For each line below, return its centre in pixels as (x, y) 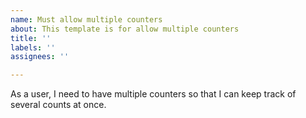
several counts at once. (58, 105)
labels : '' (33, 47)
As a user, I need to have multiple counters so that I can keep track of (153, 94)
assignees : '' (40, 57)
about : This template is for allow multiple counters (125, 29)
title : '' (31, 38)
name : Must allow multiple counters (86, 19)
